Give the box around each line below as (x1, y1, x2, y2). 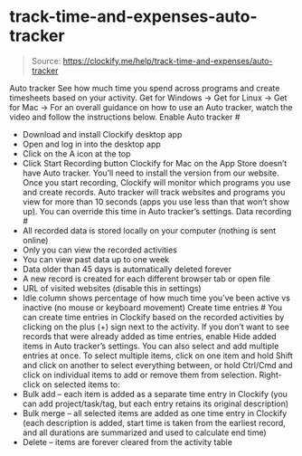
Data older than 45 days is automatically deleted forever (22, 263, 232, 274)
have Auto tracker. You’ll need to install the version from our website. (22, 167, 279, 178)
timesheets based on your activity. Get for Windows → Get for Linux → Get (9, 92, 288, 103)
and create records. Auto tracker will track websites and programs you (22, 186, 286, 197)
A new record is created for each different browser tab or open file (22, 273, 271, 284)
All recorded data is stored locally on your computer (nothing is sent (22, 224, 277, 236)
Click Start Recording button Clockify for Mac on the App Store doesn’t (22, 157, 288, 168)
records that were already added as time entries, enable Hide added (22, 330, 278, 341)
